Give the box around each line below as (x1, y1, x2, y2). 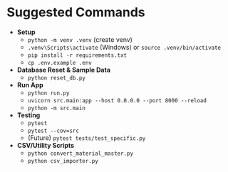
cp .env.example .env (27, 59, 92, 66)
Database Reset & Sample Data (16, 65, 111, 74)
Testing (16, 111, 41, 119)
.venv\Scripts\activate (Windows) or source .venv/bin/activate (27, 43, 222, 51)
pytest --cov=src (27, 127, 80, 134)
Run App (16, 80, 43, 89)
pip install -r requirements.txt (27, 51, 128, 59)
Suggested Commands (6, 4, 145, 21)
